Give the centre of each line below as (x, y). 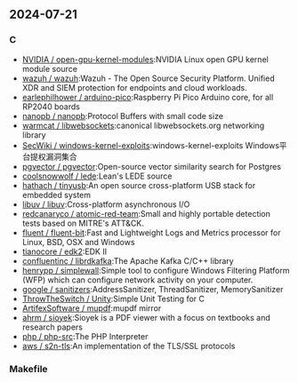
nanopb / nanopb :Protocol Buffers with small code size (123, 115)
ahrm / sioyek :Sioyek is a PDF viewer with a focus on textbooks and (146, 317)
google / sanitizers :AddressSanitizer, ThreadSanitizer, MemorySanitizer (153, 289)
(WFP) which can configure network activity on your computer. (137, 280)
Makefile (28, 369)
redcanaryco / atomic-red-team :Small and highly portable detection (146, 213)
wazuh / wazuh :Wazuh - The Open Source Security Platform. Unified (148, 78)
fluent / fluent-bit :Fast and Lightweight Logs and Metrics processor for (151, 232)
